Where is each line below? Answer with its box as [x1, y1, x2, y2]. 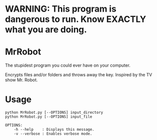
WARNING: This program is [5, 3, 117, 15]
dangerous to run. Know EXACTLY [5, 14, 146, 25]
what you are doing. [5, 24, 87, 35]
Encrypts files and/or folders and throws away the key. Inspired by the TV [5, 72, 152, 78]
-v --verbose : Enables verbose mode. [14, 131, 92, 137]
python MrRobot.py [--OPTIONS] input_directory [5, 110, 104, 115]
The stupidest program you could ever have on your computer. [5, 62, 131, 69]
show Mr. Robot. [5, 77, 38, 83]
